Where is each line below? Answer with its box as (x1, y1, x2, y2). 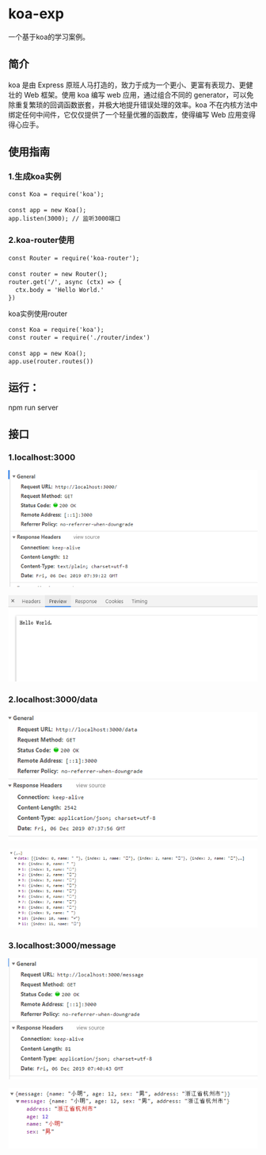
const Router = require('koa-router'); (8, 254, 140, 262)
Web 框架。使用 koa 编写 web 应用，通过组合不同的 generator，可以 (23, 90, 247, 99)
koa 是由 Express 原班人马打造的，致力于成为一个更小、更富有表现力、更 (8, 80, 247, 90)
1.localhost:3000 (8, 452, 76, 463)
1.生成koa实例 (8, 171, 62, 183)
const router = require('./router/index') (8, 333, 150, 341)
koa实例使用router (8, 309, 68, 318)
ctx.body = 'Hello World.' (15, 286, 104, 294)
